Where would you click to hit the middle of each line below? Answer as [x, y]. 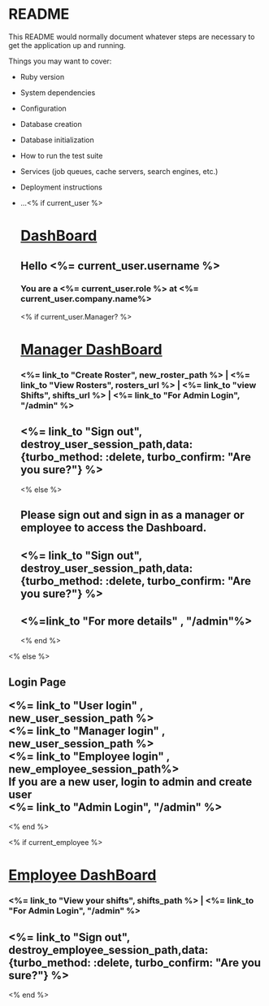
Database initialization [57, 140]
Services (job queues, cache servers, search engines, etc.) [119, 171]
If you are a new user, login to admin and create [130, 782]
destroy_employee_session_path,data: [108, 949]
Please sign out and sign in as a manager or [132, 515]
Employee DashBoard [82, 875]
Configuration [43, 108]
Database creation [51, 124]
